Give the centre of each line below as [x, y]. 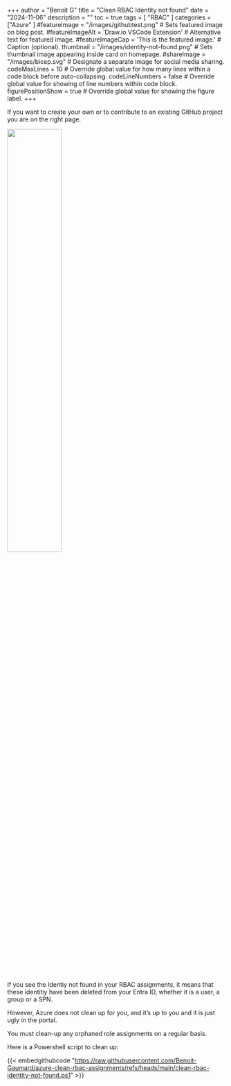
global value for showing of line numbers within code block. [92, 84]
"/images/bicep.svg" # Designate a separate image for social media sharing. [116, 61]
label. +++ [22, 99]
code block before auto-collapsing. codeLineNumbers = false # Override [111, 76]
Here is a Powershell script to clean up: [63, 1047]
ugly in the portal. [32, 1020]
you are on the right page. [44, 119]
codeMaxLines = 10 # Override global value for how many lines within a [109, 69]
